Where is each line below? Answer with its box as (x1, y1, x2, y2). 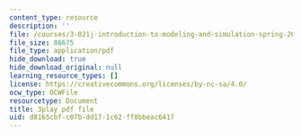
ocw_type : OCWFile (9, 88, 78, 97)
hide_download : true (9, 55, 87, 64)
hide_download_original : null (9, 64, 123, 72)
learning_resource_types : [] (9, 72, 119, 81)
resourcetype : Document (9, 96, 99, 106)
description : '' (9, 21, 70, 30)
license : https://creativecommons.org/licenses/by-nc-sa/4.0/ (9, 80, 247, 89)
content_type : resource (9, 13, 99, 22)
